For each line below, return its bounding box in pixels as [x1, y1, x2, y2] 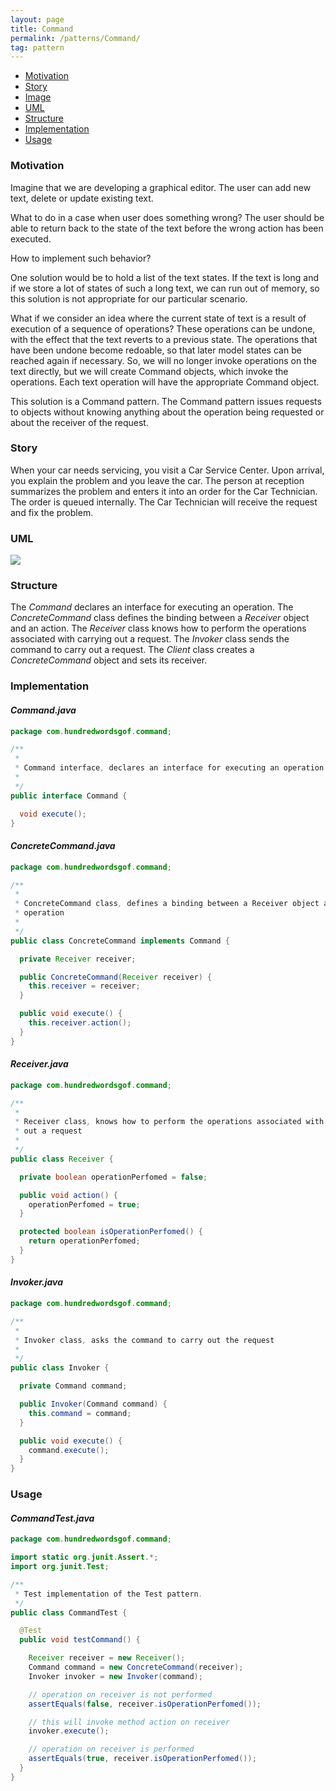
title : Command [10, 24, 74, 34]
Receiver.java [10, 1058, 69, 1070]
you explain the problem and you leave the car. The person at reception [10, 474, 305, 486]
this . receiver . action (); [28, 1018, 132, 1028]
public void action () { [19, 1190, 118, 1200]
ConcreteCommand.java [10, 840, 116, 852]
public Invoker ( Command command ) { [19, 1399, 168, 1410]
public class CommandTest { [10, 1607, 128, 1618]
